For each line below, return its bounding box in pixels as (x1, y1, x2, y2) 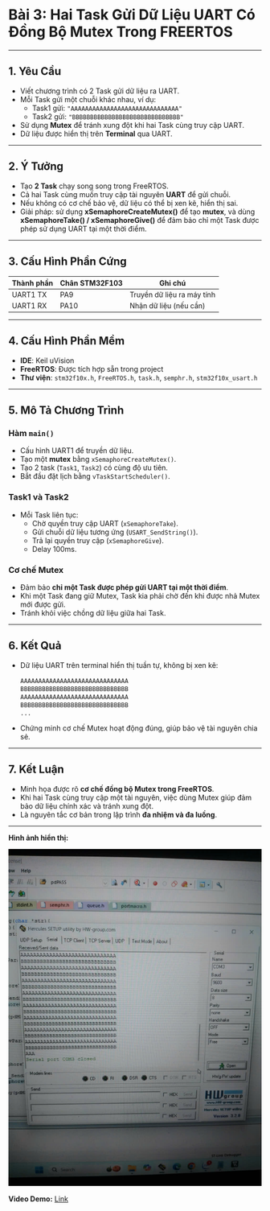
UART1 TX (11, 290, 47, 299)
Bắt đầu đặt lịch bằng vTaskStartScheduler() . (19, 472, 170, 481)
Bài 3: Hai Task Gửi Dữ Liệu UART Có (8, 6, 256, 24)
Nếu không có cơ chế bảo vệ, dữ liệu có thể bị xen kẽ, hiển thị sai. (19, 198, 239, 208)
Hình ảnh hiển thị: (8, 833, 69, 842)
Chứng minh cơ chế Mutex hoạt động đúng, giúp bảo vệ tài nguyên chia (19, 723, 258, 733)
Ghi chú (159, 278, 186, 287)
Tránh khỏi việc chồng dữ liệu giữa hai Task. (19, 608, 166, 617)
